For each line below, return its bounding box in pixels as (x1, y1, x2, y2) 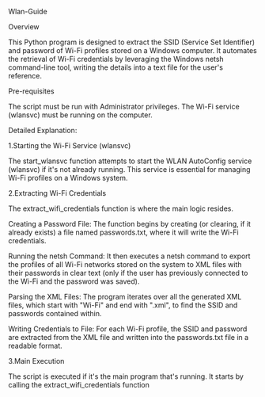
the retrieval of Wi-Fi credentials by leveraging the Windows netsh (8, 55, 224, 63)
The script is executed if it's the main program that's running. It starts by (8, 372, 244, 381)
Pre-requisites (8, 86, 55, 96)
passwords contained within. (8, 309, 102, 318)
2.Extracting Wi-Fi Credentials (8, 189, 107, 197)
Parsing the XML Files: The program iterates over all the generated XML (8, 292, 242, 301)
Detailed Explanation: (8, 126, 78, 135)
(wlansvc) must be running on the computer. (8, 110, 153, 120)
